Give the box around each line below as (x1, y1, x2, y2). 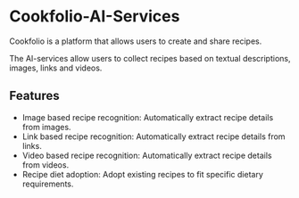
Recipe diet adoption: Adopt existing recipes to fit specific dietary (21, 169, 263, 179)
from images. (21, 121, 71, 132)
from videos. (21, 159, 70, 170)
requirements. (21, 178, 74, 189)
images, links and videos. (9, 62, 103, 73)
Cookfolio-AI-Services (9, 6, 180, 27)
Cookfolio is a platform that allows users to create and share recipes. (9, 36, 262, 46)
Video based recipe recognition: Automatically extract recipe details (21, 150, 272, 161)
